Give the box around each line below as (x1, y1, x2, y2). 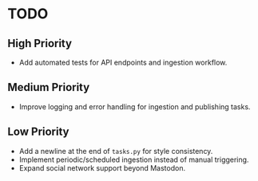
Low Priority (7, 125, 69, 139)
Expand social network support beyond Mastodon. (18, 163, 185, 172)
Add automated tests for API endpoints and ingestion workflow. (18, 57, 228, 67)
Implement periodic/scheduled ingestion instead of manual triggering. (18, 155, 249, 164)
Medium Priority (7, 81, 90, 94)
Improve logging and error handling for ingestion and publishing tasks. (18, 101, 251, 112)
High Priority (7, 37, 73, 50)
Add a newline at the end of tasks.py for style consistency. (18, 146, 213, 155)
